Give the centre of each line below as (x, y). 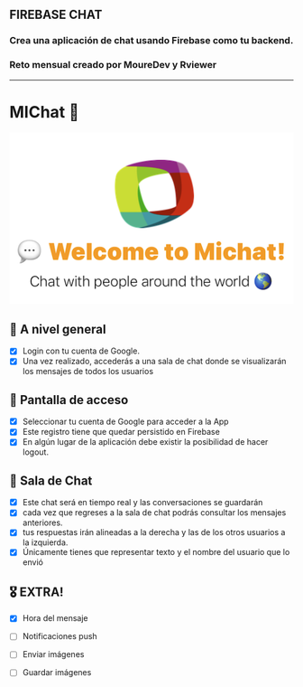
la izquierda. (45, 542)
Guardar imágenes (57, 673)
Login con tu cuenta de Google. (81, 351)
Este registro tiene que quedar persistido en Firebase (121, 432)
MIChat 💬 (44, 112)
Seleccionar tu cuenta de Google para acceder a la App (125, 422)
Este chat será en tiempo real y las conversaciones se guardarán (142, 503)
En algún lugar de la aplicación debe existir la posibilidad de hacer (145, 442)
